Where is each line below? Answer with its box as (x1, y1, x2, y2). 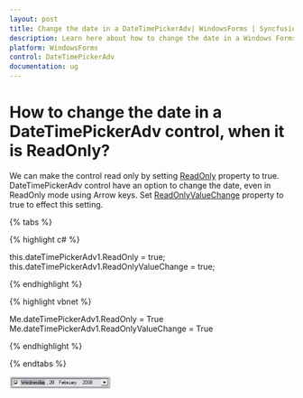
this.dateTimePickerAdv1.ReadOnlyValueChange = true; (9, 261, 216, 272)
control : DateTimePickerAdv (9, 52, 115, 62)
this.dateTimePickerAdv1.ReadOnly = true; (9, 251, 166, 262)
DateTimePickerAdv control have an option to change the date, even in (9, 180, 271, 190)
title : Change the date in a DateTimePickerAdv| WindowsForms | (9, 23, 256, 33)
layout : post (9, 14, 59, 23)
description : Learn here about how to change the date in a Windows (9, 33, 272, 42)
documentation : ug (9, 62, 78, 71)
